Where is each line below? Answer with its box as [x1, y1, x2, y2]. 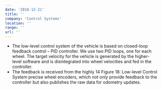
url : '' [5, 30, 21, 35]
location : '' [5, 20, 32, 26]
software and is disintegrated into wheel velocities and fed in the [22, 59, 152, 64]
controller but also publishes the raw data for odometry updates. [12, 79, 142, 85]
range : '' [5, 25, 25, 30]
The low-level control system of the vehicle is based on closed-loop [12, 43, 148, 49]
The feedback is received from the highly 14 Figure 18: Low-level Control [12, 69, 158, 74]
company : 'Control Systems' [5, 16, 62, 21]
